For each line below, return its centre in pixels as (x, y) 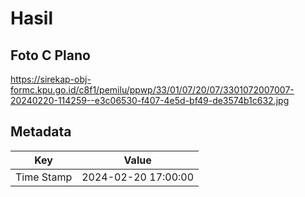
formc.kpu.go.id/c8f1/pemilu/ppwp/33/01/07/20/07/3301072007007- (152, 90)
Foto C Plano (50, 55)
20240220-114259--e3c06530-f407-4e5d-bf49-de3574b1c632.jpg (150, 100)
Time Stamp (44, 177)
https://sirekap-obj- (51, 79)
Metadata (41, 132)
